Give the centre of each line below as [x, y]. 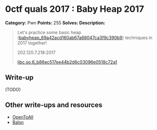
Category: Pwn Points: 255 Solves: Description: [55, 23]
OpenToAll [23, 117]
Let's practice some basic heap [49, 32]
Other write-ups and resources [54, 105]
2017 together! [32, 43]
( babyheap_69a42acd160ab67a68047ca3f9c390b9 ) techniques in [85, 38]
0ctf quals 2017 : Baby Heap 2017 [75, 9]
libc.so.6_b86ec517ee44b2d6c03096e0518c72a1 [67, 62]
